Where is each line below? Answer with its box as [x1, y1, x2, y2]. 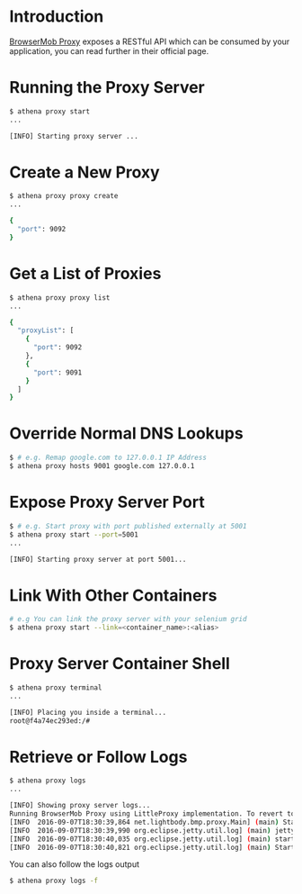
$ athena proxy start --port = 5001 [9, 529, 139, 539]
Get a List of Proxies [9, 264, 162, 284]
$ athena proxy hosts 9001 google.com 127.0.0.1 [9, 462, 195, 471]
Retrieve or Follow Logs [9, 746, 188, 767]
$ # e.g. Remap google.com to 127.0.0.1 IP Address [9, 453, 207, 463]
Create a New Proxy [9, 162, 160, 182]
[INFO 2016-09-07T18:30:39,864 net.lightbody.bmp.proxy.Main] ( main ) [9, 817, 280, 826]
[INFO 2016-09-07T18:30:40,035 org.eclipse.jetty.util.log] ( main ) [9, 835, 271, 844]
